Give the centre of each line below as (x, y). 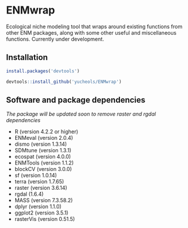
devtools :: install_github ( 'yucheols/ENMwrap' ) (64, 82)
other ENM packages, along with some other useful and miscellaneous (91, 32)
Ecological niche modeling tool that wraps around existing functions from (94, 26)
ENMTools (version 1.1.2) (44, 163)
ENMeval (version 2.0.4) (44, 138)
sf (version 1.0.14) (36, 175)
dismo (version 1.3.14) (41, 144)
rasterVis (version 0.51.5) (45, 219)
